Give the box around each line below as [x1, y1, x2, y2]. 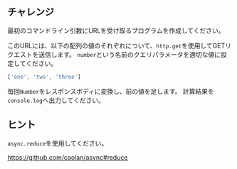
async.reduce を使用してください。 [7, 138, 108, 147]
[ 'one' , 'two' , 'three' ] [7, 73, 81, 80]
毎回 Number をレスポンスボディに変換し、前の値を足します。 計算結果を [7, 87, 215, 95]
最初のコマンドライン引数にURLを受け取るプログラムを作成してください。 [7, 26, 226, 35]
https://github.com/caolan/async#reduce [7, 153, 128, 161]
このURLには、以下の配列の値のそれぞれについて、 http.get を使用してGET [7, 41, 226, 50]
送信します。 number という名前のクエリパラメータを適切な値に [38, 50, 221, 58]
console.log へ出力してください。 [7, 96, 105, 104]
